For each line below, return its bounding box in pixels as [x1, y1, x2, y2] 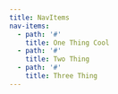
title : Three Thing [25, 72, 98, 81]
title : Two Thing [25, 55, 90, 64]
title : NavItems [9, 13, 70, 22]
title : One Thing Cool [25, 38, 110, 47]
